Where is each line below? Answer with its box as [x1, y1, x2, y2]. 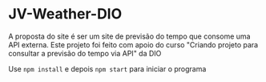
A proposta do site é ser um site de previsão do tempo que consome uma [8, 31, 251, 41]
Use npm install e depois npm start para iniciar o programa [8, 64, 207, 73]
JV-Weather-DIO [8, 5, 123, 23]
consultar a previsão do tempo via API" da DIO [8, 48, 162, 58]
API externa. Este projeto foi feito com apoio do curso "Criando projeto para [8, 39, 259, 49]
